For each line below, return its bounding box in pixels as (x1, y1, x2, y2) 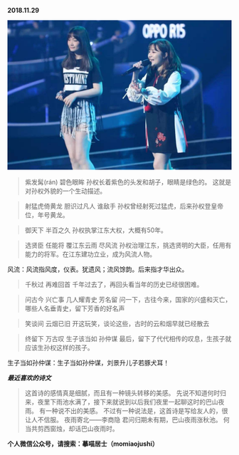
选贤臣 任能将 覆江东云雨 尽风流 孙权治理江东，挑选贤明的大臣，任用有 (24, 241, 232, 249)
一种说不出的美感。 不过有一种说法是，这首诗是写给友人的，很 (45, 406, 228, 415)
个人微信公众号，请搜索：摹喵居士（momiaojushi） (7, 439, 159, 448)
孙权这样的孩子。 (43, 343, 94, 352)
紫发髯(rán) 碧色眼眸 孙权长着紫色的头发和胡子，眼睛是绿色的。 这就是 (24, 177, 232, 186)
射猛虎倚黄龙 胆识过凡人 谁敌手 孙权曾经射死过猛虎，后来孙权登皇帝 (24, 202, 224, 210)
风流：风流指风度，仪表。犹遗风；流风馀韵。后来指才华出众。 (7, 265, 188, 273)
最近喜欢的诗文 (7, 373, 51, 382)
